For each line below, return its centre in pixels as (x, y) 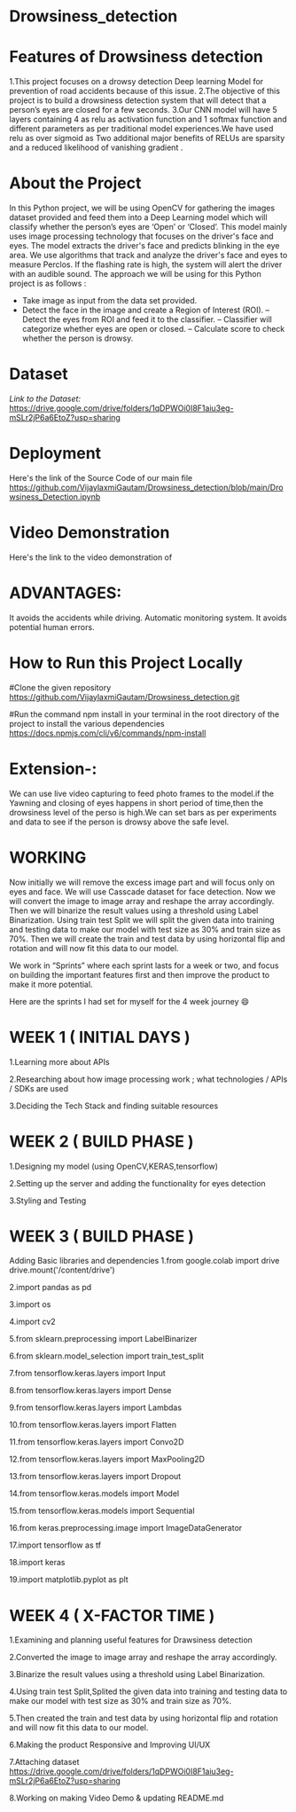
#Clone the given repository (60, 687)
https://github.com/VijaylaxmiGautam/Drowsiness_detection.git (125, 697)
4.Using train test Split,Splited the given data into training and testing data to (148, 1691)
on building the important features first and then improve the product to (140, 974)
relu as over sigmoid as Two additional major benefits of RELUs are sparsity (147, 138)
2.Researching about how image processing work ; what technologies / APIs (148, 1079)
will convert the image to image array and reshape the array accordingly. (142, 901)
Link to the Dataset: (45, 398)
